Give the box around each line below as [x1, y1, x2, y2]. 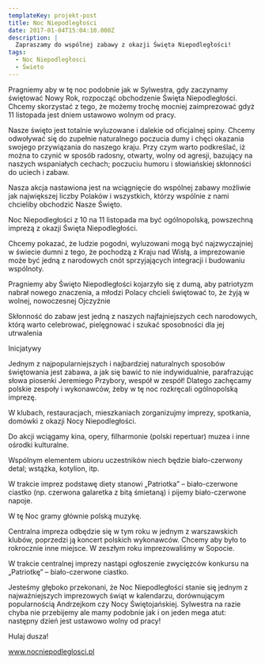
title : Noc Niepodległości [8, 19, 97, 27]
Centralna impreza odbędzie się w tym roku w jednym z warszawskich [8, 526, 238, 536]
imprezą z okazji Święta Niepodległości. [8, 223, 138, 233]
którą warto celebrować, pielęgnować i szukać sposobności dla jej [8, 320, 225, 329]
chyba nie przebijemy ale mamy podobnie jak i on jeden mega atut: [8, 607, 227, 617]
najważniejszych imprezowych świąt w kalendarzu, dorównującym [8, 590, 225, 600]
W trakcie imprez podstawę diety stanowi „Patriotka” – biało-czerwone [8, 479, 239, 488]
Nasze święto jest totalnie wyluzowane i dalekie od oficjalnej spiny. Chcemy [8, 125, 256, 135]
